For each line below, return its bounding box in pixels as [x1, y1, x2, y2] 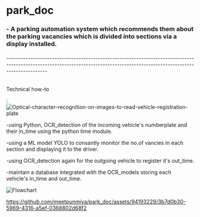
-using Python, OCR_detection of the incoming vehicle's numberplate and [6, 122, 187, 129]
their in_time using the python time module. [6, 128, 113, 135]
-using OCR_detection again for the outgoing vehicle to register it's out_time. [6, 157, 195, 165]
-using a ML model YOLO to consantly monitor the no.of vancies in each [6, 139, 184, 147]
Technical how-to [6, 86, 50, 93]
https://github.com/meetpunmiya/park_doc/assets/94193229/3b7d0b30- [6, 198, 186, 206]
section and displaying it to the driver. [6, 145, 99, 153]
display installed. [6, 40, 57, 48]
